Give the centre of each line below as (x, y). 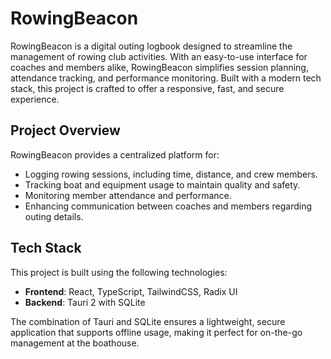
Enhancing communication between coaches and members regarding (168, 206)
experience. (35, 99)
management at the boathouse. (75, 343)
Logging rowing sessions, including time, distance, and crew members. (171, 174)
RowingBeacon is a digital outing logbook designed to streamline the (151, 46)
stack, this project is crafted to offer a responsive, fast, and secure (147, 88)
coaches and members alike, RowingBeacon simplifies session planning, (159, 67)
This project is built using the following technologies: (119, 272)
